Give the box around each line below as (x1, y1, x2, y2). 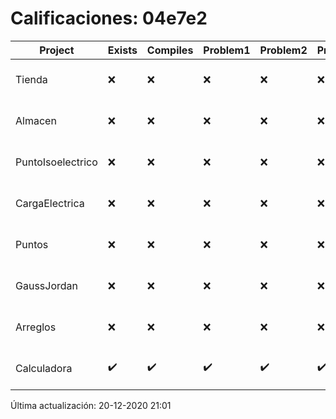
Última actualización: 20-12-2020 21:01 (10, 399, 172, 411)
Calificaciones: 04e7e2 (10, 7, 208, 30)
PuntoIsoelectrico (15, 155, 98, 169)
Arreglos (15, 320, 57, 334)
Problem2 (259, 43, 308, 57)
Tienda (15, 72, 48, 86)
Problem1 (203, 43, 251, 57)
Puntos (15, 237, 49, 251)
